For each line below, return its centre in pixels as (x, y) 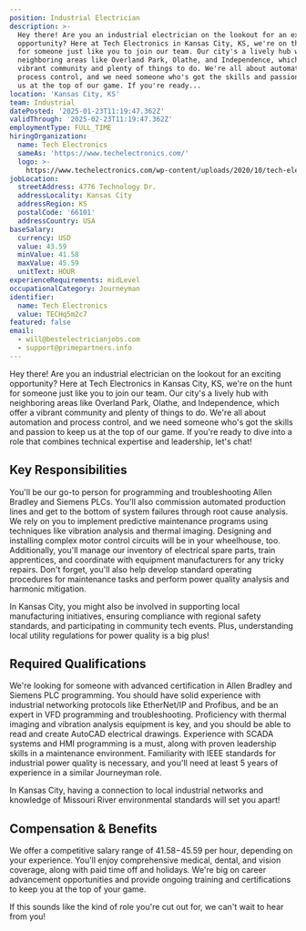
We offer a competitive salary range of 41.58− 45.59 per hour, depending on (151, 851)
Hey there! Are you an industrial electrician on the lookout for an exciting (145, 373)
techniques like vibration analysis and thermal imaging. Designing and (140, 531)
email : (22, 331)
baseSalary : (32, 229)
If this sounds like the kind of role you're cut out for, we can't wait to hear (147, 907)
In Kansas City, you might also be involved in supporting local (125, 606)
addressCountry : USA (56, 221)
